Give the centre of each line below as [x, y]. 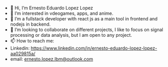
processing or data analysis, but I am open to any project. [71, 35]
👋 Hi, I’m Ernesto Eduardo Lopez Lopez [52, 8]
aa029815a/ [23, 53]
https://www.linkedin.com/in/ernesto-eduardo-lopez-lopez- [94, 48]
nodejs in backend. [30, 24]
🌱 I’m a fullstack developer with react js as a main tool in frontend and [84, 19]
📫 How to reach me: [32, 41]
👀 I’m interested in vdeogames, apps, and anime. [62, 13]
